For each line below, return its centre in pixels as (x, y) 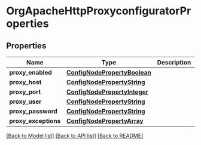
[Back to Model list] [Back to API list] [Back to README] (75, 136)
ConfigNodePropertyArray (105, 121)
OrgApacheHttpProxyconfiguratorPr (99, 11)
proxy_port (25, 92)
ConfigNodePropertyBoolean (109, 72)
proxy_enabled (31, 72)
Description (174, 62)
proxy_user (25, 101)
